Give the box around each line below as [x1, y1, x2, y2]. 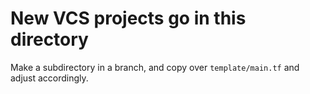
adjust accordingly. [10, 72, 89, 84]
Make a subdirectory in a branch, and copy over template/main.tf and [10, 61, 300, 73]
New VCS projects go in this [10, 7, 247, 30]
